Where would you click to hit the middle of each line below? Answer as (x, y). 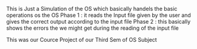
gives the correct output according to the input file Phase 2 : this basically (98, 21)
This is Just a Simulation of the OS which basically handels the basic (92, 9)
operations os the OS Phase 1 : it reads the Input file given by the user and (98, 15)
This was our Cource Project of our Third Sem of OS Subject (82, 40)
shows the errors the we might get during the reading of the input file (92, 28)
